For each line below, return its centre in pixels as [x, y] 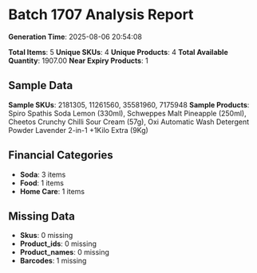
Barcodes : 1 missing [53, 261]
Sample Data [41, 86]
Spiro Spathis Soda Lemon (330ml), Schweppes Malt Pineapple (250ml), [127, 113]
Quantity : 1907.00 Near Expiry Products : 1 [79, 60]
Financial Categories [61, 156]
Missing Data [42, 216]
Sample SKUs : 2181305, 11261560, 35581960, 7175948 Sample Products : [129, 104]
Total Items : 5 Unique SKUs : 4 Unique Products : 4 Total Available [119, 52]
